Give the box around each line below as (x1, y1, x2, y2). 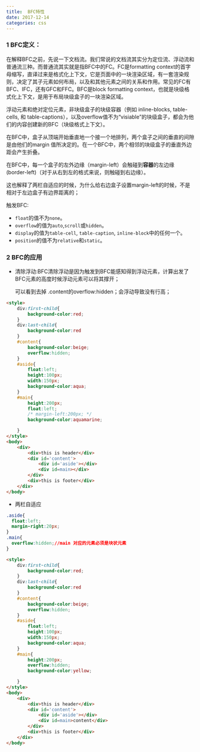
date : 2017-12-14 (6, 14, 50, 20)
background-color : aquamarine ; (27, 417, 103, 423)
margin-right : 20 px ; (11, 523, 60, 530)
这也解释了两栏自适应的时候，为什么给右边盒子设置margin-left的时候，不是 (6, 181, 190, 189)
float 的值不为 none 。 (14, 214, 66, 222)
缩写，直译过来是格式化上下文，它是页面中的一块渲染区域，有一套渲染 (11, 70, 184, 78)
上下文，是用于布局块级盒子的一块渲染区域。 (16, 93, 127, 100)
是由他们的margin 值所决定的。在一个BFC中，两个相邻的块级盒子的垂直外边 (6, 141, 192, 148)
